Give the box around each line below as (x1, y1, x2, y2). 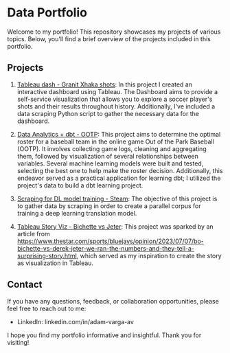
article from (16, 229, 50, 238)
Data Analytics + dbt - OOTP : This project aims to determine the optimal (16, 130, 221, 138)
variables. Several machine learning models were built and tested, (16, 159, 204, 168)
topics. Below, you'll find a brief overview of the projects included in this (7, 34, 211, 43)
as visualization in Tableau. (16, 259, 94, 267)
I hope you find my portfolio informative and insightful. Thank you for (7, 331, 202, 339)
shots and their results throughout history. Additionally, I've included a (16, 102, 216, 111)
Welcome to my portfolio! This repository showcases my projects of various (7, 27, 221, 36)
